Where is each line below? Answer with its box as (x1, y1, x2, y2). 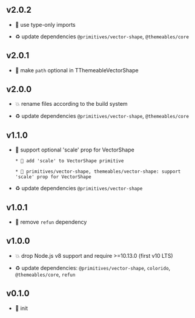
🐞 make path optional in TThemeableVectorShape (15, 66, 139, 74)
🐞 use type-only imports (15, 21, 76, 28)
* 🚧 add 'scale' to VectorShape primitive (15, 158, 124, 164)
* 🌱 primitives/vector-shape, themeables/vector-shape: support (15, 168, 181, 175)
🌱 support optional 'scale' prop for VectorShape (15, 146, 134, 154)
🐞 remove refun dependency (15, 218, 87, 226)
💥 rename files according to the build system (15, 100, 128, 108)
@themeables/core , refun (15, 271, 76, 278)
